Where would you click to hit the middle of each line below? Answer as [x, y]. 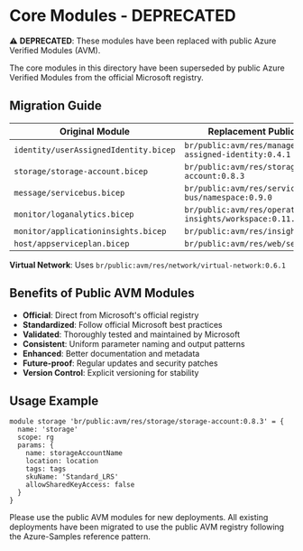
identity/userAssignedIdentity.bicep [95, 149]
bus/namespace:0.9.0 [228, 197]
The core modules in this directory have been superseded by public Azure [147, 68]
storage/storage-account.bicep [81, 171]
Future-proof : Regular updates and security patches [120, 363]
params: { [36, 445]
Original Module [95, 131]
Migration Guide [55, 106]
